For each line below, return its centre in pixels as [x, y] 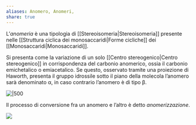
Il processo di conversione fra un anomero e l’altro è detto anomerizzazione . [98, 105]
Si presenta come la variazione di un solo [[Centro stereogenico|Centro [92, 57]
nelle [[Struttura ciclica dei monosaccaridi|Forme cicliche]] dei [81, 40]
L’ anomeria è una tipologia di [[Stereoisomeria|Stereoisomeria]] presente [94, 33]
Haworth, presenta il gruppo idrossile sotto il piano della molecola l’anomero [97, 76]
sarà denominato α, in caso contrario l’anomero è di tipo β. [77, 82]
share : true [20, 17]
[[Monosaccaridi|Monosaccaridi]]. [47, 46]
